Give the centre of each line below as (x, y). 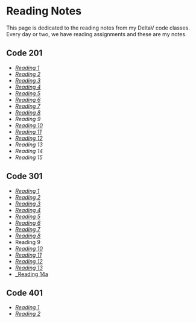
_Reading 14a (31, 274)
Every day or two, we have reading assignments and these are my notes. (96, 34)
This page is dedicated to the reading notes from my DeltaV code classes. (98, 28)
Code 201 (24, 53)
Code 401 (25, 293)
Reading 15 (29, 157)
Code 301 (24, 176)
